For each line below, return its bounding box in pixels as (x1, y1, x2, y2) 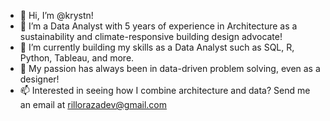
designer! (19, 73, 60, 85)
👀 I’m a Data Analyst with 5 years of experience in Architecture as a (19, 20, 298, 32)
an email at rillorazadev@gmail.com (19, 99, 167, 110)
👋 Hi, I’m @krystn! (19, 10, 94, 21)
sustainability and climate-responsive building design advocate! (19, 31, 283, 42)
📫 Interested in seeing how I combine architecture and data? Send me (19, 85, 311, 96)
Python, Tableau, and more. (19, 52, 135, 64)
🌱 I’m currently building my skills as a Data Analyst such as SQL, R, (19, 41, 295, 53)
